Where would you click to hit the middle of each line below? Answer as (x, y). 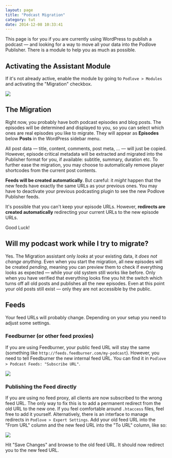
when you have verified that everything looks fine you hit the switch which (84, 278)
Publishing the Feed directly (41, 387)
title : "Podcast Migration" (35, 15)
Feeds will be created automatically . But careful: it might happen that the (83, 180)
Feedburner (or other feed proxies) (50, 336)
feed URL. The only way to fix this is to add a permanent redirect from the (83, 404)
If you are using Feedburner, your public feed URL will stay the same (78, 347)
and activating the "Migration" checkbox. (49, 84)
